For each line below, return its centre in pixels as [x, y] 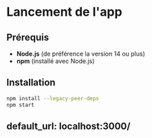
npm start [21, 105]
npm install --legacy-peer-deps [53, 98]
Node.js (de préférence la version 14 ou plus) [80, 54]
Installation [31, 83]
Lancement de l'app [64, 12]
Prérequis [28, 37]
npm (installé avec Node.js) [55, 61]
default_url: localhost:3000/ [68, 126]
